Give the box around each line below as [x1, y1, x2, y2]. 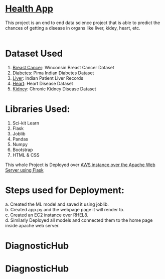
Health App [5, 3, 54, 15]
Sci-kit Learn [12, 120, 40, 126]
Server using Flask [5, 167, 44, 173]
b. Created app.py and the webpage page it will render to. [5, 206, 125, 212]
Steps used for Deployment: [5, 185, 124, 196]
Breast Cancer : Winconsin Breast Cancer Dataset [12, 64, 114, 70]
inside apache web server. [5, 222, 60, 228]
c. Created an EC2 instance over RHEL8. [5, 212, 89, 218]
